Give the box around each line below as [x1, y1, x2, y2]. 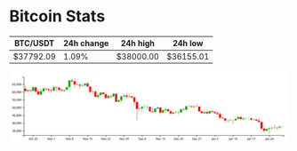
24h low [172, 38, 204, 49]
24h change [63, 38, 109, 49]
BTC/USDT [14, 38, 55, 49]
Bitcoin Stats [9, 6, 106, 27]
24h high [120, 38, 156, 49]
